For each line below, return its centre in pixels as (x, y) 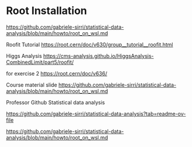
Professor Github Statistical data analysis (56, 102)
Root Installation (47, 11)
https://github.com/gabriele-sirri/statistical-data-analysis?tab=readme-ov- (96, 114)
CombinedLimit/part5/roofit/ (40, 62)
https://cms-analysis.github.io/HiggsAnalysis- (98, 56)
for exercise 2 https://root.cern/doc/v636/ (56, 73)
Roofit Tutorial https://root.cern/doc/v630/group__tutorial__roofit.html (90, 45)
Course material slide (32, 85)
